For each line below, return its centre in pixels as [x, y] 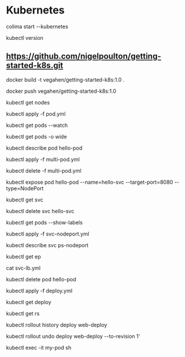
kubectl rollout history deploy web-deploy [57, 325]
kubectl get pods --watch [37, 125]
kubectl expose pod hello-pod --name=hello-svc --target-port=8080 [90, 182]
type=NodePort [25, 188]
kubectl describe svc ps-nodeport [47, 245]
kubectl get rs [23, 313]
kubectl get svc [25, 200]
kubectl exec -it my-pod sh [39, 348]
